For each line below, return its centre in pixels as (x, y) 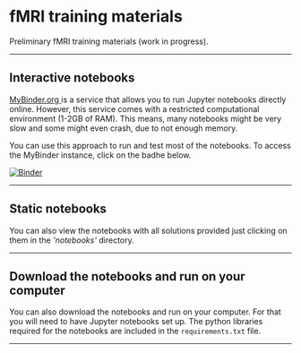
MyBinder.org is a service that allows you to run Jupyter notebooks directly (148, 99)
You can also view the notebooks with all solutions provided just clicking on (149, 230)
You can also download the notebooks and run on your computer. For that (146, 312)
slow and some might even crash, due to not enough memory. (124, 128)
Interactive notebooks (72, 78)
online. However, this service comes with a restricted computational (134, 108)
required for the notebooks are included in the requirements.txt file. (135, 331)
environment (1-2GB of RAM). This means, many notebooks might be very (146, 118)
